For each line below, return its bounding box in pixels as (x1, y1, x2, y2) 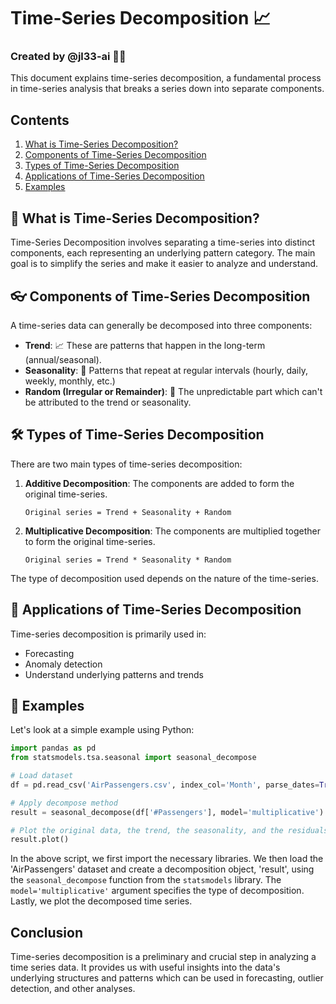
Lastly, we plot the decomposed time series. (10, 895, 193, 907)
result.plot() (10, 835, 70, 845)
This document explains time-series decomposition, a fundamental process (10, 72, 322, 84)
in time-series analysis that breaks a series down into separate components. (10, 83, 325, 95)
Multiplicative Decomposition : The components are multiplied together (24, 525, 321, 537)
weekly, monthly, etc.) (24, 375, 116, 387)
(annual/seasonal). (24, 353, 102, 365)
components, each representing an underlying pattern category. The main (10, 247, 316, 259)
